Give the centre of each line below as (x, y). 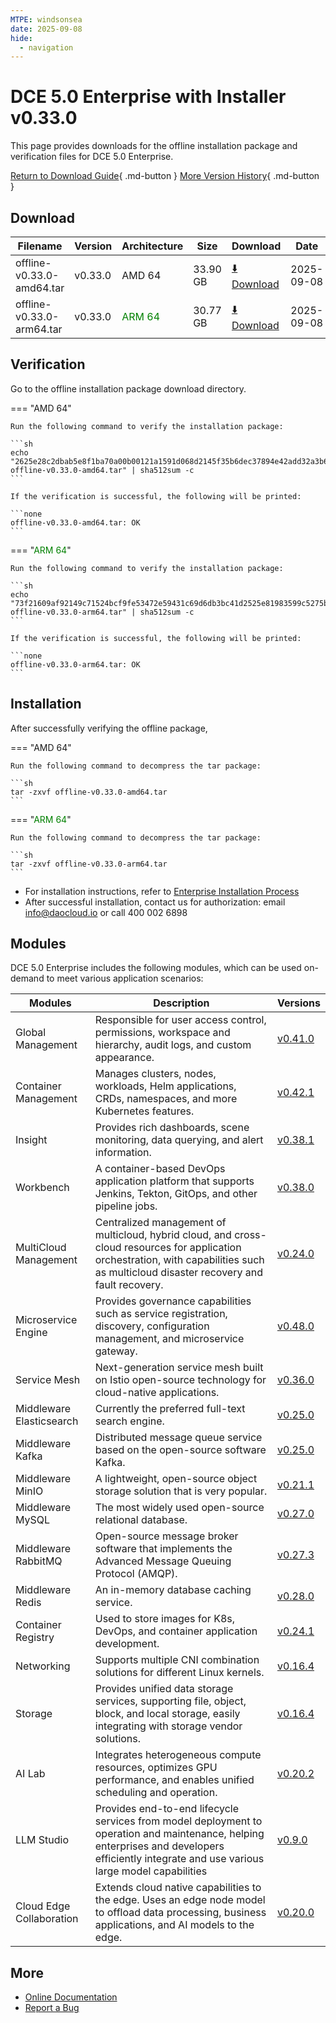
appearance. (124, 1058)
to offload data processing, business (180, 1913)
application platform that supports (174, 1181)
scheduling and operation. (156, 1793)
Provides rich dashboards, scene (172, 1128)
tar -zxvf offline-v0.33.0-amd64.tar (89, 792)
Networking (43, 1666)
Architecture (152, 246)
